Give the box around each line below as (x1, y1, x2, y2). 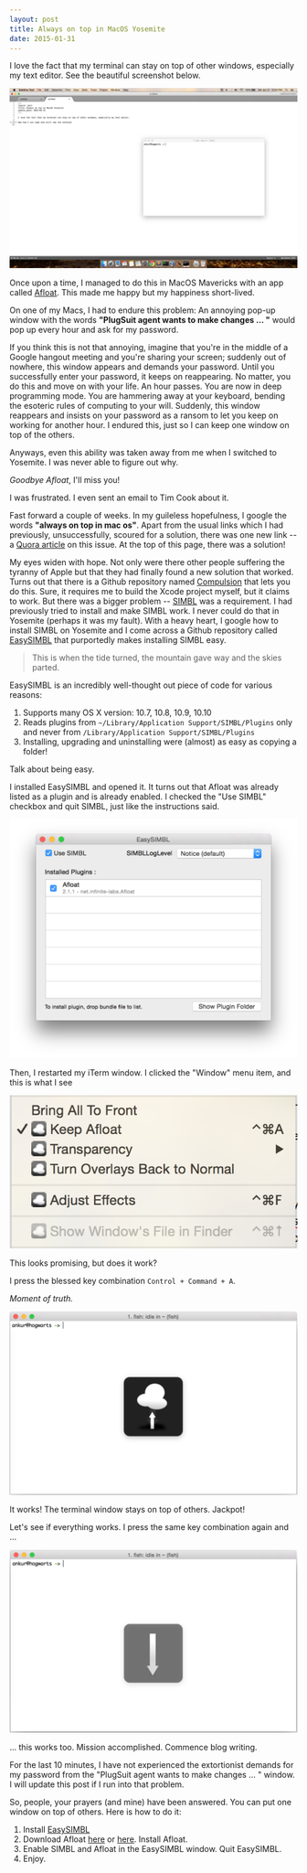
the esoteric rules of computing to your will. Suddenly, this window (9, 401, 260, 412)
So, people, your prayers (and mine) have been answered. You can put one (9, 1797, 292, 1808)
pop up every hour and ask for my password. (9, 325, 179, 336)
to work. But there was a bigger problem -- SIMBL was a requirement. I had (9, 595, 292, 607)
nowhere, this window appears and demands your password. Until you (9, 361, 275, 372)
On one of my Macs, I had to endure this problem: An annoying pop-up (9, 305, 276, 316)
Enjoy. (22, 1853, 47, 1865)
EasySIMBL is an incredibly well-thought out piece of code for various (9, 680, 272, 690)
